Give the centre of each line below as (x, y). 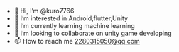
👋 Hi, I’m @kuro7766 (44, 11)
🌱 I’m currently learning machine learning (74, 26)
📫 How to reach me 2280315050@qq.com (77, 41)
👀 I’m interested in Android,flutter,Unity (71, 18)
